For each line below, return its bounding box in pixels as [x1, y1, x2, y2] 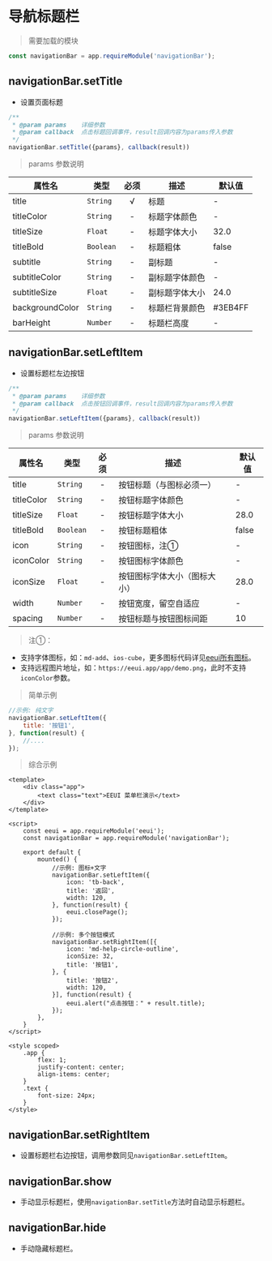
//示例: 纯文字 [8, 706, 54, 714]
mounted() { [37, 856, 79, 864]
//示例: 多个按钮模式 [51, 931, 115, 939]
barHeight [12, 317, 51, 328]
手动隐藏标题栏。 [19, 1243, 78, 1253]
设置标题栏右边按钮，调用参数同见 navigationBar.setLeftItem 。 [19, 1151, 232, 1160]
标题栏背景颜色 [148, 302, 206, 313]
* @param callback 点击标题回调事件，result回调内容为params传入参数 [11, 128, 233, 136]
